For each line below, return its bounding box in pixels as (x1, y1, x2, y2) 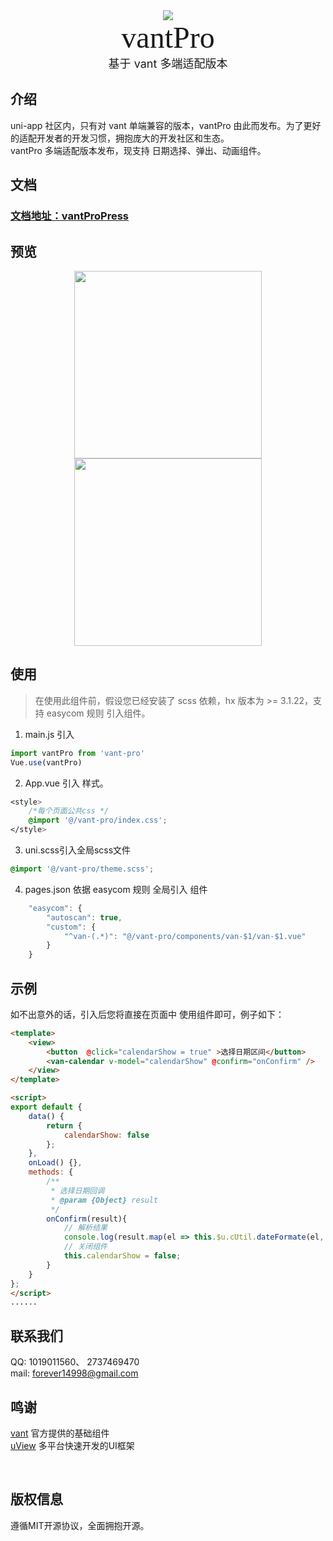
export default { (10, 1102, 83, 1113)
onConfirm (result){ (46, 1214, 128, 1224)
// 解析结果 (63, 1223, 108, 1233)
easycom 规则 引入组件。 (46, 707, 151, 719)
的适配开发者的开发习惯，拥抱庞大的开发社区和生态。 (10, 132, 230, 144)
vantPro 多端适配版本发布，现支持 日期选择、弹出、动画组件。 (10, 144, 267, 156)
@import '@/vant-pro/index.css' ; (28, 815, 168, 826)
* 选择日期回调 (50, 1185, 105, 1196)
